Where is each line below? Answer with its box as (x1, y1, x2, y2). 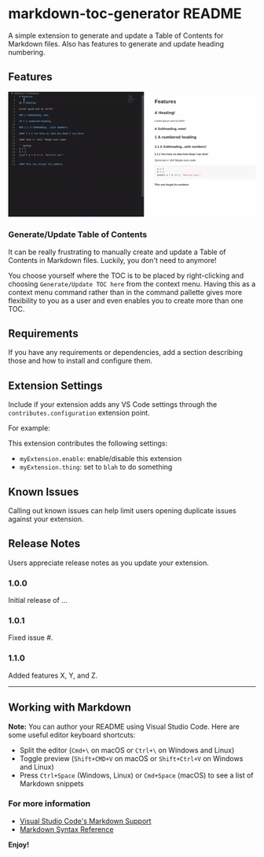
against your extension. (8, 515, 84, 523)
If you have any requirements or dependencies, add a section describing (8, 348, 244, 357)
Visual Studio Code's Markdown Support (19, 816, 152, 826)
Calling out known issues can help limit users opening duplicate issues (8, 506, 237, 515)
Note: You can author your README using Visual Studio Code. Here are (8, 722, 240, 731)
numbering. (8, 47, 46, 57)
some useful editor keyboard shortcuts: (8, 730, 136, 740)
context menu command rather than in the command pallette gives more (8, 287, 242, 297)
